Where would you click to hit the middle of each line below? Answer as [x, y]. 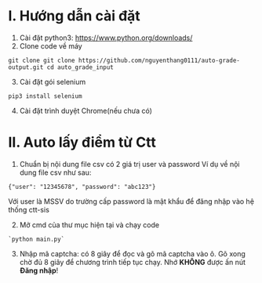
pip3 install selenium [45, 96]
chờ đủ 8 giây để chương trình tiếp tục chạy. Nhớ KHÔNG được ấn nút [132, 262]
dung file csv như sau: [55, 172]
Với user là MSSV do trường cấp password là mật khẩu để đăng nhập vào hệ [131, 201]
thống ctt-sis [29, 209]
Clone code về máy [51, 45]
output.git [26, 67]
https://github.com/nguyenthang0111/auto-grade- [159, 60]
